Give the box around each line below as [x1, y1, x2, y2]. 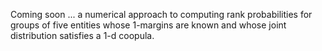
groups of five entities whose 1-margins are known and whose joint [10, 19, 287, 31]
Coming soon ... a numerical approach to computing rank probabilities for [10, 9, 313, 20]
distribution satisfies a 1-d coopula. [10, 30, 155, 41]
